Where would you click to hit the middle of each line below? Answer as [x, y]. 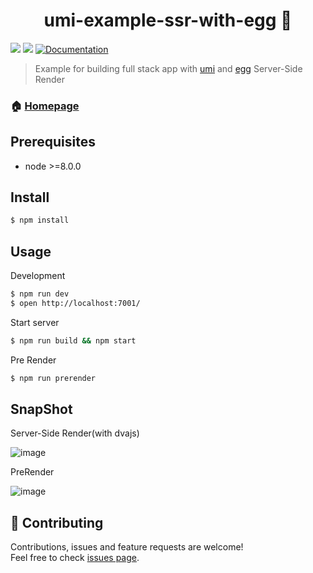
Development [38, 276]
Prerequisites [53, 142]
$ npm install [40, 220]
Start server [35, 322]
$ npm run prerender [53, 378]
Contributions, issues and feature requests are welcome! [127, 547]
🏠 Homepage [45, 106]
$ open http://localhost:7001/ [75, 304]
